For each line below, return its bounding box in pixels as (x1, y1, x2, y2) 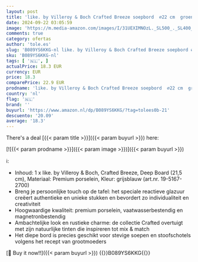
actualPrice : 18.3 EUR (6, 63, 62, 69)
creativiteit (14, 201, 41, 208)
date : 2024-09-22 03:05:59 (6, 19, 72, 25)
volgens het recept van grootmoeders (14, 238, 107, 245)
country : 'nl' (6, 91, 41, 97)
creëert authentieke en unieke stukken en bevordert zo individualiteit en (14, 194, 189, 201)
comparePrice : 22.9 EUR (6, 80, 65, 86)
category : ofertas (6, 36, 51, 42)
